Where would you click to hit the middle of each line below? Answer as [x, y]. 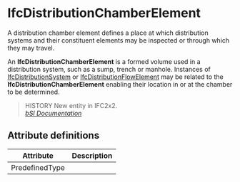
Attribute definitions [54, 135]
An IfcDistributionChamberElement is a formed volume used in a [104, 61]
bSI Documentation [53, 113]
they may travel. [31, 48]
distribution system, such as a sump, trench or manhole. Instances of [109, 69]
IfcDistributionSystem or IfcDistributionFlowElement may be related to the [115, 77]
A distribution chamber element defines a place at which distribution [108, 33]
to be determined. [34, 92]
